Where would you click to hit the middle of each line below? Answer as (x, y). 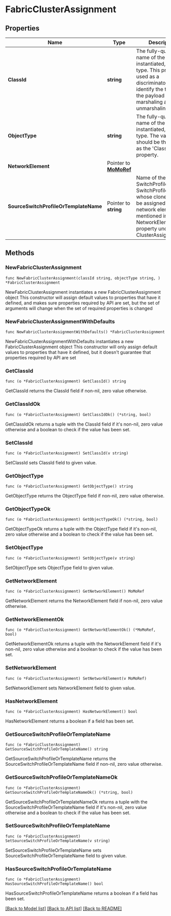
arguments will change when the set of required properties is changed (79, 308)
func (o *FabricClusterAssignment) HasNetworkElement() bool (72, 711)
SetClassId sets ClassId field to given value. (51, 462)
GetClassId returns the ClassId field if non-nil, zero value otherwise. (76, 391)
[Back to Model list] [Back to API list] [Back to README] (64, 909)
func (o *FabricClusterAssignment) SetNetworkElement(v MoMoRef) (76, 678)
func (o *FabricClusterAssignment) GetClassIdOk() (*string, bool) (78, 414)
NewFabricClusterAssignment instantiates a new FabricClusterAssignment (83, 292)
